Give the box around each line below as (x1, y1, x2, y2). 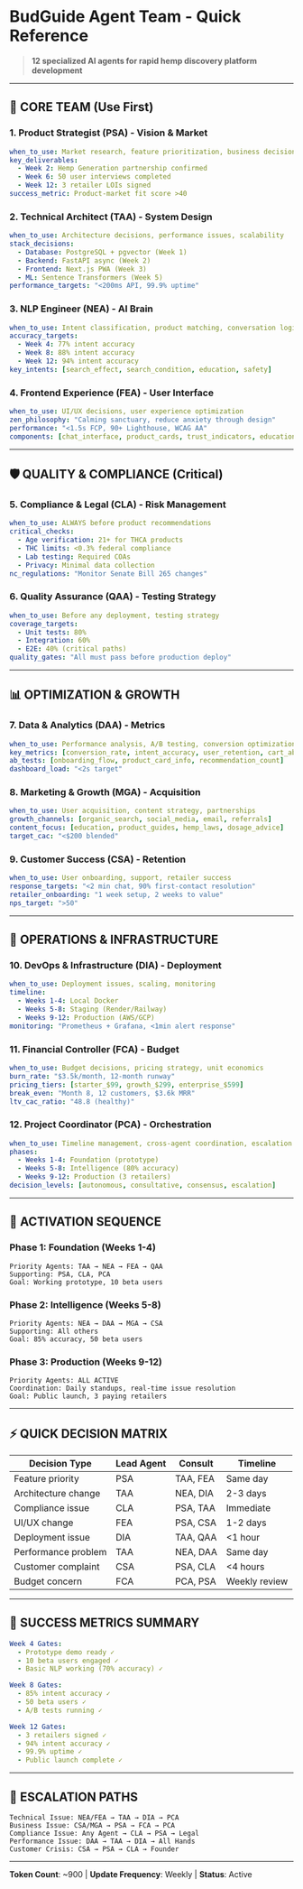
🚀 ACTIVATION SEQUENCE (9, 1214, 162, 1229)
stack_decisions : (9, 239, 75, 249)
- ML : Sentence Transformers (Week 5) (17, 273, 164, 282)
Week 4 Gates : (9, 1639, 63, 1648)
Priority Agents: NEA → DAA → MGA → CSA (9, 1319, 164, 1328)
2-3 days (225, 1487, 267, 1500)
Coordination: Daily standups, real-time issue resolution (9, 1384, 236, 1394)
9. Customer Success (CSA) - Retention (9, 853, 187, 866)
